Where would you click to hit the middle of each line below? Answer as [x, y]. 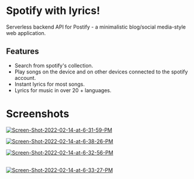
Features [22, 52]
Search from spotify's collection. [54, 65]
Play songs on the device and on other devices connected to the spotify [101, 72]
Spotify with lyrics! [53, 11]
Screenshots [38, 113]
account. [25, 78]
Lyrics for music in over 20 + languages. [63, 90]
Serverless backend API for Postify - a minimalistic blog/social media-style [96, 27]
